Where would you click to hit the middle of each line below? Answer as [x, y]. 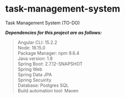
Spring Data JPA [35, 74]
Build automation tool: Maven [48, 90]
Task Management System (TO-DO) [43, 23]
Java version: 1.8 [35, 58]
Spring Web [30, 69]
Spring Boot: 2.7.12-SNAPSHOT [50, 64]
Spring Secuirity [34, 80]
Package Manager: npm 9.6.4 [48, 53]
